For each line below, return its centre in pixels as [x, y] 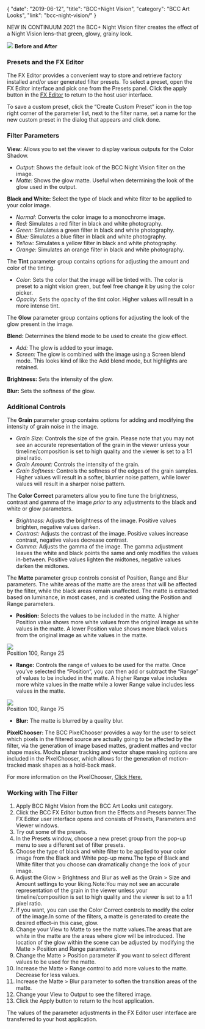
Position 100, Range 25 [36, 653]
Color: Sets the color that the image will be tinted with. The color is [99, 279]
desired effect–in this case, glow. [57, 923]
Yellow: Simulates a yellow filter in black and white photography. [96, 243]
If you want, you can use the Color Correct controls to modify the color [105, 910]
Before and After [36, 46]
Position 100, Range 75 [36, 709]
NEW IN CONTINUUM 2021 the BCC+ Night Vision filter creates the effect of [103, 27]
